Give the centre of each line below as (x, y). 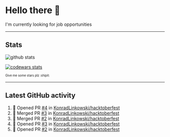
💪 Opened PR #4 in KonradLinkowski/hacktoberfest (66, 108)
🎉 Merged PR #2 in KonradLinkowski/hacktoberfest (66, 118)
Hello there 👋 (33, 10)
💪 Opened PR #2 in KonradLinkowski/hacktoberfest (66, 129)
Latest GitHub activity (40, 96)
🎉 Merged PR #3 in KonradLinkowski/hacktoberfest (66, 113)
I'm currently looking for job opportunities (49, 24)
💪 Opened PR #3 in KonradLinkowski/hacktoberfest (66, 124)
